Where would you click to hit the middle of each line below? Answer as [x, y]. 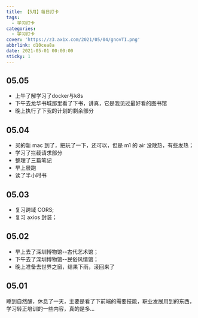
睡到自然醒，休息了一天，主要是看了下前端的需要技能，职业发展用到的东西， [100, 301]
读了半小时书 [31, 175]
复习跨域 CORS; [34, 210]
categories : [21, 28]
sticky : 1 [19, 56]
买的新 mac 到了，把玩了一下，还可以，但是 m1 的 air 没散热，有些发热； [104, 145]
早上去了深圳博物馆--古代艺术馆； [57, 251]
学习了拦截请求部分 [39, 153]
